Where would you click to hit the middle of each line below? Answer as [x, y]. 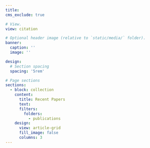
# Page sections [23, 80]
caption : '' [23, 48]
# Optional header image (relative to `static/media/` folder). [76, 38]
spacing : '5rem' [27, 71]
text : [25, 104]
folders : [33, 114]
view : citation [22, 29]
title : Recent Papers [42, 99]
